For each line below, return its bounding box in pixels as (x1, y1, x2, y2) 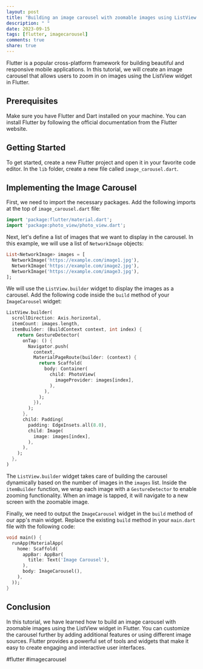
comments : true (6, 37, 45, 43)
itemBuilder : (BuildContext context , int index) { (12, 326, 142, 333)
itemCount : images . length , (12, 321, 80, 327)
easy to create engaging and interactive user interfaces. (6, 644, 147, 651)
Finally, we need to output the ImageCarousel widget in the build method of (6, 510, 193, 517)
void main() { (6, 534, 42, 541)
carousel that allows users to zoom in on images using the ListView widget (6, 72, 192, 79)
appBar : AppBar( (22, 552, 64, 558)
